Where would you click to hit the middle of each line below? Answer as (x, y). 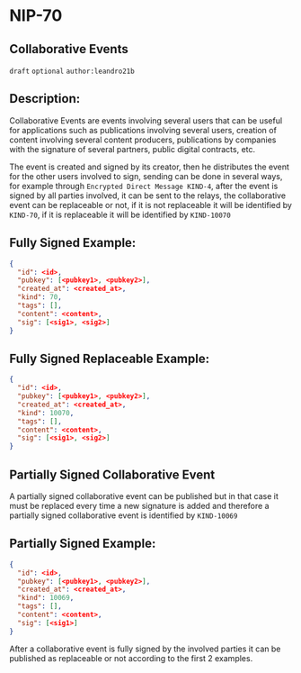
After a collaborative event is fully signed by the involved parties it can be (145, 649)
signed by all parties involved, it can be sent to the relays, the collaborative (147, 196)
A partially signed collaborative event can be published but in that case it (144, 496)
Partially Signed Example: (83, 544)
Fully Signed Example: (73, 243)
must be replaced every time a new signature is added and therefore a (139, 506)
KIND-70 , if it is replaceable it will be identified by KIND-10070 (120, 214)
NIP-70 (36, 16)
